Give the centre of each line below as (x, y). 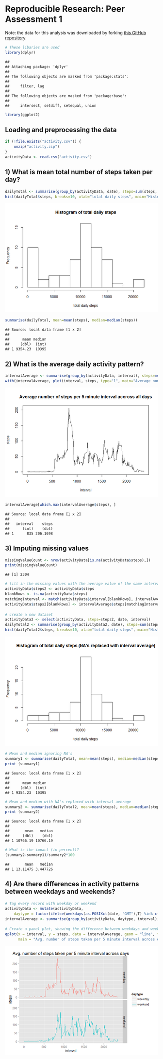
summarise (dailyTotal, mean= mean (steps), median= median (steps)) (71, 320)
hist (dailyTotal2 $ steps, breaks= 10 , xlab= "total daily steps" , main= (77, 630)
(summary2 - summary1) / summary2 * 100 (40, 855)
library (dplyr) (20, 52)
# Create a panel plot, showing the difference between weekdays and (77, 929)
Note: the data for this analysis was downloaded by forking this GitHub (76, 33)
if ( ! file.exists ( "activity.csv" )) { (43, 142)
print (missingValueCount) (31, 565)
